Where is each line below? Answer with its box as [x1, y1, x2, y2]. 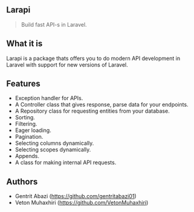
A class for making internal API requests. [15, 159, 117, 166]
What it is [6, 39, 43, 49]
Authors [6, 176, 38, 187]
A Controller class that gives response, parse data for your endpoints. [15, 101, 189, 108]
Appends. [15, 153, 40, 160]
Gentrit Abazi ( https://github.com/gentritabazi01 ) [15, 193, 137, 200]
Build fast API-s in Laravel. [21, 21, 87, 28]
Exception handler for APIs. [15, 94, 83, 102]
